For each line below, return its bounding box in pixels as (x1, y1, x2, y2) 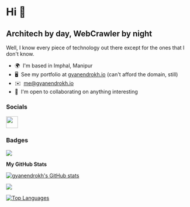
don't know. (6, 50, 34, 57)
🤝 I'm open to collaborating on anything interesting (14, 88, 139, 95)
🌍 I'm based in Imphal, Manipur (14, 62, 93, 69)
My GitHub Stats (6, 161, 47, 168)
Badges (6, 136, 28, 144)
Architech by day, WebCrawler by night (6, 29, 153, 39)
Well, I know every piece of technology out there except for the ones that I (6, 44, 185, 51)
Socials (6, 103, 27, 111)
